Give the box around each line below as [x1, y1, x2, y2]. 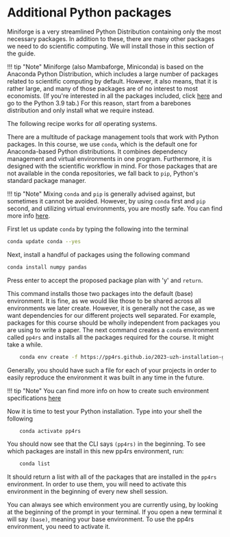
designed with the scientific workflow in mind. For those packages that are [7, 162, 218, 170]
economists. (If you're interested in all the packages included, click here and [7, 91, 222, 100]
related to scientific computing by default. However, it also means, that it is [7, 77, 218, 85]
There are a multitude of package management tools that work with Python [7, 132, 219, 141]
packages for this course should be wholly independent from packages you [7, 319, 220, 327]
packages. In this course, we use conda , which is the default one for [7, 140, 198, 148]
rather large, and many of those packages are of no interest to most [7, 84, 199, 92]
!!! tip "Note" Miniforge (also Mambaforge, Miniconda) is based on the [7, 62, 204, 71]
